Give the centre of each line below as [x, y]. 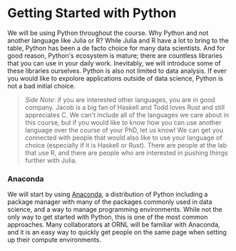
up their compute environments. [55, 240]
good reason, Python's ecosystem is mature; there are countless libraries [115, 56]
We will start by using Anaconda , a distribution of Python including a [108, 195]
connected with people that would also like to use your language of [123, 138]
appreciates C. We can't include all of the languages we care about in [127, 115]
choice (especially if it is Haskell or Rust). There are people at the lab [126, 145]
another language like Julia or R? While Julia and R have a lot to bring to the [118, 40]
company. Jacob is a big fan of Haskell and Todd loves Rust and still [125, 107]
